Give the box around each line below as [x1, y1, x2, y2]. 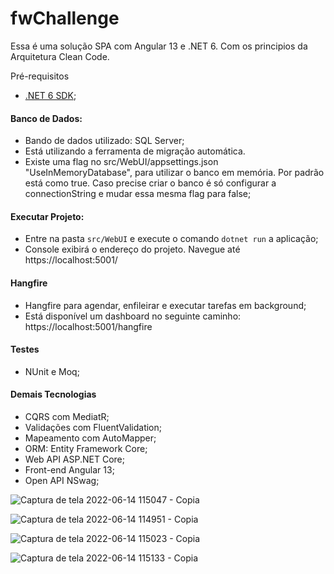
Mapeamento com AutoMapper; [24, 432, 157, 444]
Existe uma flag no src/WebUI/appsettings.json [24, 156, 219, 168]
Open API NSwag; [24, 474, 100, 486]
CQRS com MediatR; [24, 410, 110, 422]
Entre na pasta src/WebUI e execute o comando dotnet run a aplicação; [24, 233, 319, 245]
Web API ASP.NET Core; [24, 453, 125, 465]
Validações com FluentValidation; [24, 421, 162, 433]
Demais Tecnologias [10, 388, 97, 401]
